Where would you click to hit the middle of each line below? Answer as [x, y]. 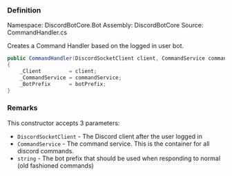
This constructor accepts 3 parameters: [64, 123]
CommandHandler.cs [37, 32]
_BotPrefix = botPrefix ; [63, 84]
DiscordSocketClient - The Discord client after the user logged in [109, 136]
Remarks [22, 108]
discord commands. [46, 151]
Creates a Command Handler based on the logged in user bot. [96, 46]
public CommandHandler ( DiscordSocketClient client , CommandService [106, 58]
